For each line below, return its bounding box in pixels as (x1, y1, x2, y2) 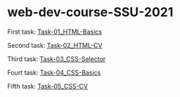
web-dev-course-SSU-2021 (7, 4, 174, 20)
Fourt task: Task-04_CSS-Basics (7, 68, 101, 77)
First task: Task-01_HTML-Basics (7, 27, 102, 36)
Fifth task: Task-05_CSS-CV (7, 82, 88, 90)
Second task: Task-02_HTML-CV (7, 41, 103, 49)
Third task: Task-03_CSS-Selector (7, 54, 106, 63)
